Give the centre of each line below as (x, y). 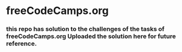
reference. (21, 44)
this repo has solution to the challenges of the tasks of (85, 29)
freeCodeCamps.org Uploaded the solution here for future (91, 36)
